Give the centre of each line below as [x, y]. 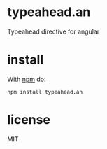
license [29, 120]
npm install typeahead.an [45, 92]
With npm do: [27, 79]
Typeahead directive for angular [53, 31]
